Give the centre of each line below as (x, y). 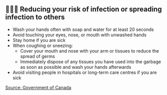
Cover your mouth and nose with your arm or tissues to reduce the (90, 51)
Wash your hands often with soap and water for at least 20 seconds (83, 29)
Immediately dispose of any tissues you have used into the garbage (91, 62)
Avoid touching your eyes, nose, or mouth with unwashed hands (79, 35)
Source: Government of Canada (38, 87)
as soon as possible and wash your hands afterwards (76, 67)
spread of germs (37, 56)
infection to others (35, 17)
